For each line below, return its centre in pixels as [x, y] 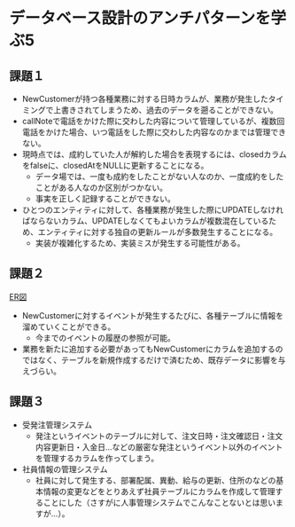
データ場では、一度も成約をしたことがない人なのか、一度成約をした [159, 177]
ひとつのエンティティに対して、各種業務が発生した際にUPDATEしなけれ [152, 210]
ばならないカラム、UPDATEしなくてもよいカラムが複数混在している [145, 221]
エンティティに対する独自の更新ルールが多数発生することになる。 [158, 232]
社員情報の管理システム [65, 469]
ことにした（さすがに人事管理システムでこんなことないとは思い [159, 502]
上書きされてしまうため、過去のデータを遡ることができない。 [166, 110]
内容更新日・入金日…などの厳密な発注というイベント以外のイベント [159, 447]
